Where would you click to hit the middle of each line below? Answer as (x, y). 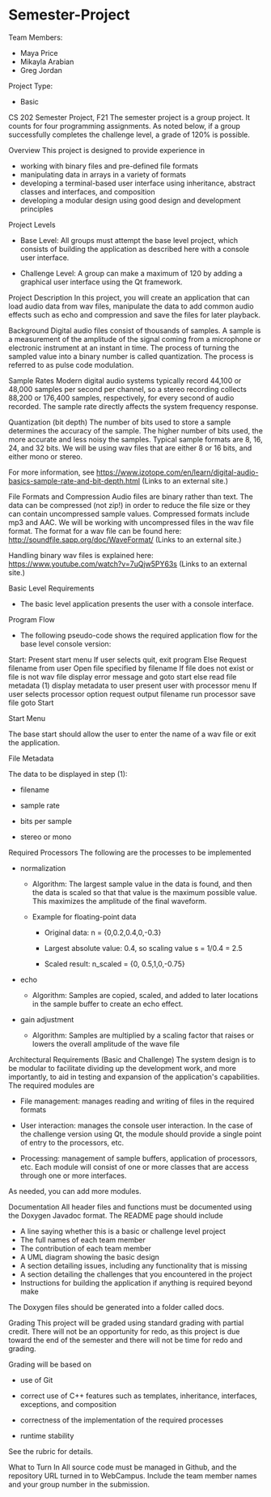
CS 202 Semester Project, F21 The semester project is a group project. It (129, 117)
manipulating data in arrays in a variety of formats (103, 174)
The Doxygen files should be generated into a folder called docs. (116, 1307)
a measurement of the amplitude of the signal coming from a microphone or (135, 339)
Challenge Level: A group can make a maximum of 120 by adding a (131, 273)
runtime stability (47, 1435)
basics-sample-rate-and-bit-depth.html (74, 480)
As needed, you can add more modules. (75, 1191)
